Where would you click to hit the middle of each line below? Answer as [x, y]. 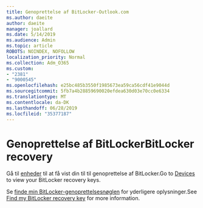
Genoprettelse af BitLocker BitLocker [100, 144]
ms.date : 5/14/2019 [31, 35]
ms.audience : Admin [31, 40]
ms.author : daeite [29, 18]
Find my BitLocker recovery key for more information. [73, 198]
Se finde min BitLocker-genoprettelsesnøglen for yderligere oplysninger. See [102, 192]
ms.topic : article [29, 46]
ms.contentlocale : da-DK [38, 102]
